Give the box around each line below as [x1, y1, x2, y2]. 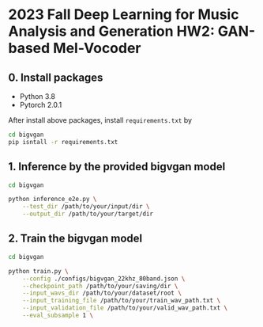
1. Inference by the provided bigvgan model [8, 160, 226, 173]
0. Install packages [8, 70, 103, 84]
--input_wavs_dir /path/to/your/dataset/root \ [22, 289, 182, 298]
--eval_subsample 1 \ [22, 311, 93, 319]
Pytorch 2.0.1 [19, 101, 62, 109]
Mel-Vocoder [52, 40, 141, 57]
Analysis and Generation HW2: [8, 22, 215, 40]
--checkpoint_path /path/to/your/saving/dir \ [22, 282, 178, 290]
